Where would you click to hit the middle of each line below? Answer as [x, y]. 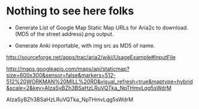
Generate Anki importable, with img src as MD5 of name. [85, 46]
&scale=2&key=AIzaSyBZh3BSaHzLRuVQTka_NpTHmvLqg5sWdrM [89, 87]
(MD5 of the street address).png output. [64, 34]
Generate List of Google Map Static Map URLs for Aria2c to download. [102, 28]
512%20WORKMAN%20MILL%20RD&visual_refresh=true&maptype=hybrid [99, 81]
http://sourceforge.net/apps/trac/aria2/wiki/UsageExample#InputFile [91, 57]
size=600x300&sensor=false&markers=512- [61, 75]
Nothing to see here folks [70, 11]
